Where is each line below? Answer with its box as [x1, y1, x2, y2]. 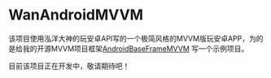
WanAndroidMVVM [8, 6, 144, 24]
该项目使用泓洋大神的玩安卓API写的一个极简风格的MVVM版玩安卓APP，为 [8, 33, 256, 43]
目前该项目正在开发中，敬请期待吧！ [8, 61, 130, 71]
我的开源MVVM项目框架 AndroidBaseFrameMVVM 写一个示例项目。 [22, 43, 249, 54]
